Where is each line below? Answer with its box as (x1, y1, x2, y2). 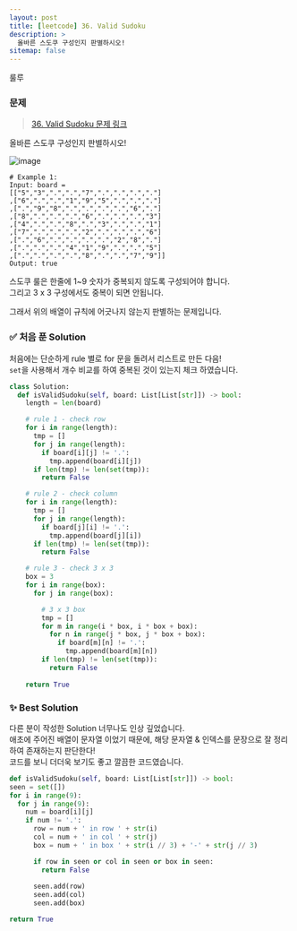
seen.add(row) (32, 882, 87, 892)
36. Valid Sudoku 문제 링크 (30, 118, 128, 130)
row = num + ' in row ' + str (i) (32, 824, 158, 833)
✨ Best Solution (9, 701, 79, 713)
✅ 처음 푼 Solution (9, 331, 87, 343)
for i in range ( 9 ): (9, 790, 82, 800)
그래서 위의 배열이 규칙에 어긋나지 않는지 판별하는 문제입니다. (9, 306, 222, 317)
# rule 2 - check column (25, 489, 118, 498)
